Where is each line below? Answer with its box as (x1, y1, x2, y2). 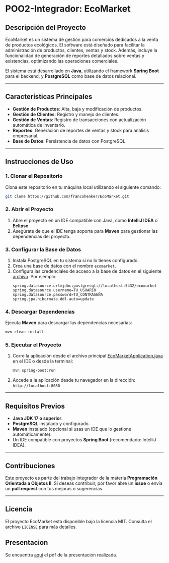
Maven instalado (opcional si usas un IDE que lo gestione (12, 426, 132, 432)
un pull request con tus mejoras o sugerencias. (5, 485, 104, 491)
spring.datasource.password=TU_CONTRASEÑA (12, 292, 103, 297)
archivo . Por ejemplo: (12, 273, 57, 279)
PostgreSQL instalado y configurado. (12, 421, 90, 427)
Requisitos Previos (5, 402, 65, 411)
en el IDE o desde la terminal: (12, 358, 73, 364)
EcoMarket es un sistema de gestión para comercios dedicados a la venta (5, 36, 158, 42)
